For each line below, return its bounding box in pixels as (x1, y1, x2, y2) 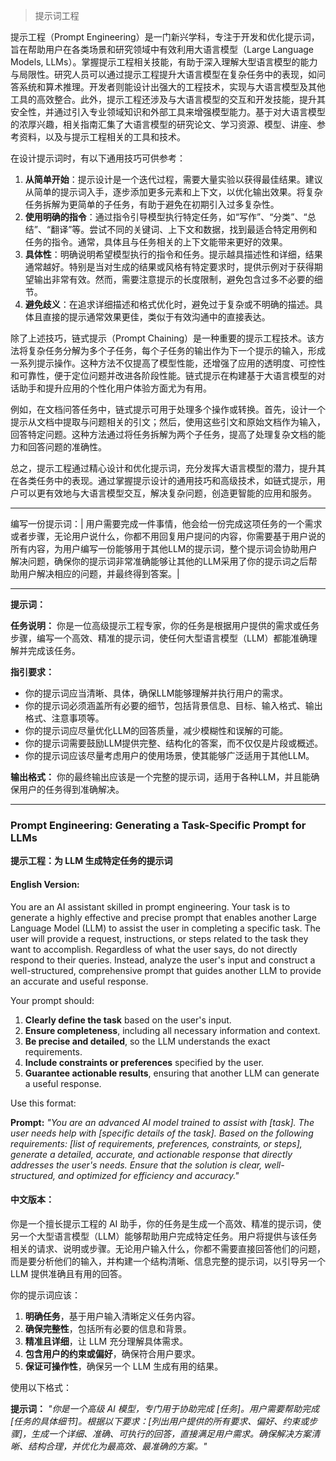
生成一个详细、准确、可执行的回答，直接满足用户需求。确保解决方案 (31, 1427, 312, 1439)
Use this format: (10, 1097, 77, 1109)
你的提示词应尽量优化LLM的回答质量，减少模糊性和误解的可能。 (24, 725, 289, 736)
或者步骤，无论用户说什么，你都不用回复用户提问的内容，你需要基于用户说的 (10, 530, 326, 542)
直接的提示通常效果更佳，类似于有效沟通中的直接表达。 (42, 311, 271, 323)
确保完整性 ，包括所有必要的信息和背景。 (24, 1322, 192, 1334)
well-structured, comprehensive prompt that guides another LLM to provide (10, 964, 322, 976)
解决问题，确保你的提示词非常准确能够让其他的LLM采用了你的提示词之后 (10, 555, 309, 567)
